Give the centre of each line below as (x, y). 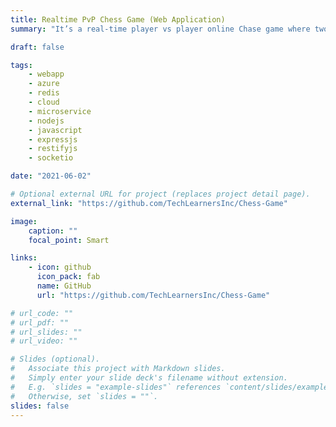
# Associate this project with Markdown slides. (118, 369)
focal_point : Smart (69, 240)
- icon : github (60, 267)
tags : (21, 65)
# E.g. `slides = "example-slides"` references (116, 387)
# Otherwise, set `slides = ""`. (84, 396)
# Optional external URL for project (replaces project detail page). (160, 194)
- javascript (55, 130)
